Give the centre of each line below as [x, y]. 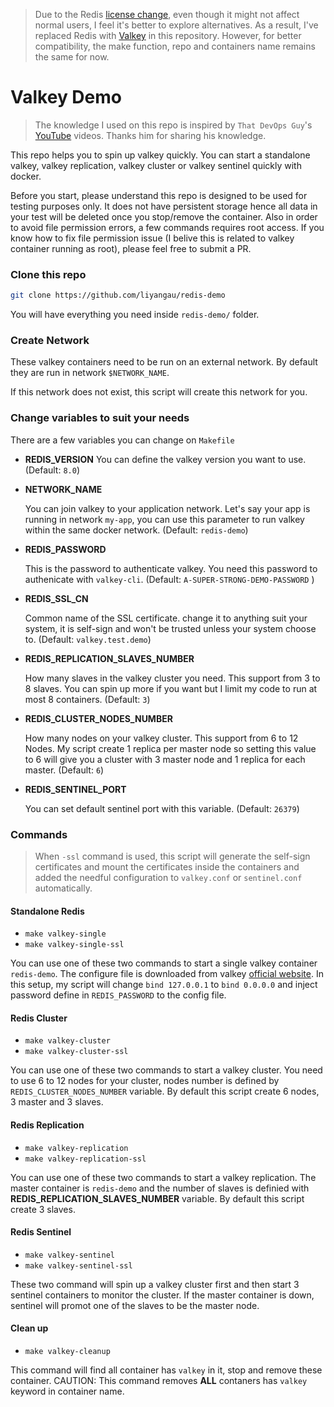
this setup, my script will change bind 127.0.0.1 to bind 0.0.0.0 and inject [164, 985]
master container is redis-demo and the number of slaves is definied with [160, 1188]
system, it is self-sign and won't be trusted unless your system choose [170, 628]
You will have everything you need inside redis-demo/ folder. [135, 315]
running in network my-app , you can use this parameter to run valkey [164, 519]
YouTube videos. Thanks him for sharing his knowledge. [150, 135]
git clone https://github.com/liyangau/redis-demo [118, 295]
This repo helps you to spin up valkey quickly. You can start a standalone [160, 155]
